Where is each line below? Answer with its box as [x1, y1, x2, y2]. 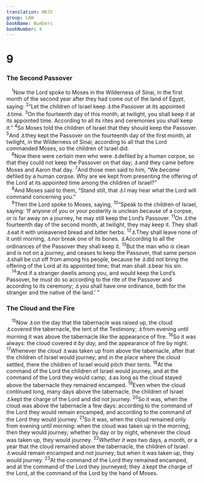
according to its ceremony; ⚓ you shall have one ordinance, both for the [6, 282, 186, 290]
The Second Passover [6, 74, 73, 82]
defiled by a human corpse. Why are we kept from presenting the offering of [6, 173, 198, 180]
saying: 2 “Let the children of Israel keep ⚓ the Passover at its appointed [6, 102, 185, 110]
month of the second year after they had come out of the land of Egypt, [6, 95, 186, 102]
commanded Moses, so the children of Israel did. [6, 145, 129, 152]
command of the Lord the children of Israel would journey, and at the [6, 367, 178, 375]
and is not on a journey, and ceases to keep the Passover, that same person [6, 249, 197, 256]
